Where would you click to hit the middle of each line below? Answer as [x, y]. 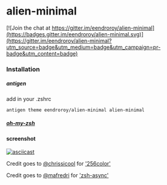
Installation [23, 69]
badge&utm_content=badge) [42, 53]
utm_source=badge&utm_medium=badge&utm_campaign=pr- [83, 47]
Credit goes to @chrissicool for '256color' [58, 164]
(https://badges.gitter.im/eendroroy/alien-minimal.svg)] [75, 34]
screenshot [21, 138]
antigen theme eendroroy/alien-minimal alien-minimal [76, 110]
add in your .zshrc [29, 99]
